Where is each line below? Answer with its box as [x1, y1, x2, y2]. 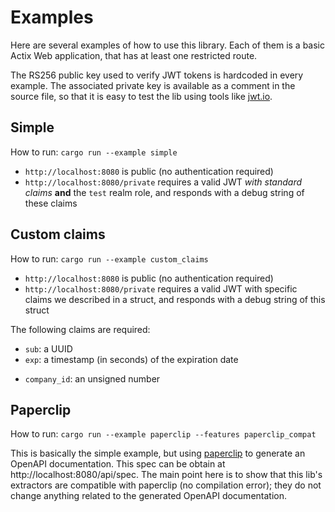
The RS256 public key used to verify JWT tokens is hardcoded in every [10, 69, 304, 81]
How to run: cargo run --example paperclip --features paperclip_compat [10, 428, 317, 440]
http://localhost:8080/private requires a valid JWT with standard [24, 176, 302, 188]
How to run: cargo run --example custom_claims [10, 252, 209, 265]
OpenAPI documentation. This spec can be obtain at [10, 458, 226, 470]
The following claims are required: [10, 323, 151, 335]
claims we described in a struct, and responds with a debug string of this [24, 293, 326, 305]
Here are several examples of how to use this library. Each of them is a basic [10, 39, 326, 51]
